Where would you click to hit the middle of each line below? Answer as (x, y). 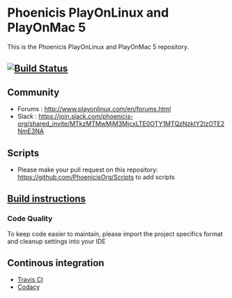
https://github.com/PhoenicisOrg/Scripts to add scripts (96, 177)
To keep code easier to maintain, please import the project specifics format (115, 233)
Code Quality (30, 219)
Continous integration (56, 263)
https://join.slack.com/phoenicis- (86, 117)
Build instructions (46, 199)
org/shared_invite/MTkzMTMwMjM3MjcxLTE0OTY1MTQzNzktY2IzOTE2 (121, 124)
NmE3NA (30, 131)
